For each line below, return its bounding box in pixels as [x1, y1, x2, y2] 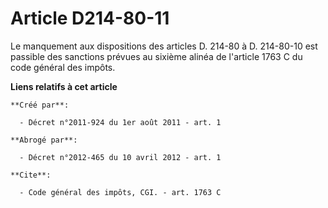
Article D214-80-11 [10, 7, 170, 30]
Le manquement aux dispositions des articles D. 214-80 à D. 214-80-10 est [10, 40, 318, 52]
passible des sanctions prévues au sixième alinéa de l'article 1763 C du [10, 50, 303, 62]
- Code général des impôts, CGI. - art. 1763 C [19, 187, 222, 197]
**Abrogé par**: [10, 135, 78, 145]
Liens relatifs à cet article [10, 80, 118, 92]
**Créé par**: [10, 100, 70, 110]
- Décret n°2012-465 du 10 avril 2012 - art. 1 [19, 152, 222, 162]
